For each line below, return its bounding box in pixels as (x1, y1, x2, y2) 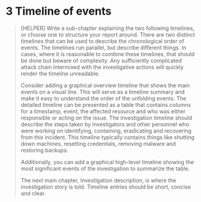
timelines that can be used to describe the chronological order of (20, 37, 185, 45)
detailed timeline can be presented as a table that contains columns (20, 101, 191, 108)
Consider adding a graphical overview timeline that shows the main (20, 81, 190, 89)
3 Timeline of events (5, 4, 112, 18)
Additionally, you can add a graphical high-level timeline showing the (20, 158, 194, 165)
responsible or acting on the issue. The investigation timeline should (20, 114, 192, 121)
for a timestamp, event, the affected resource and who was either (20, 107, 186, 115)
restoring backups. (20, 146, 68, 154)
